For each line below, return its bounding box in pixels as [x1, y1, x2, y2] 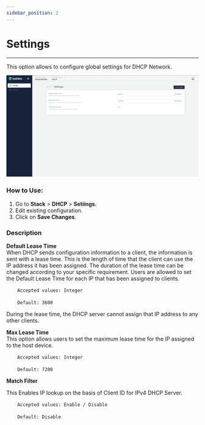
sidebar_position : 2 [6, 10, 59, 16]
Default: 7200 [17, 366, 53, 372]
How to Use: [6, 187, 43, 195]
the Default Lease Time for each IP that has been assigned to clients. [6, 275, 180, 282]
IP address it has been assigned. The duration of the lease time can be [6, 262, 184, 269]
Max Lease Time [6, 328, 49, 336]
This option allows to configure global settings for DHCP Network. [6, 63, 172, 70]
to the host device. [6, 341, 54, 349]
